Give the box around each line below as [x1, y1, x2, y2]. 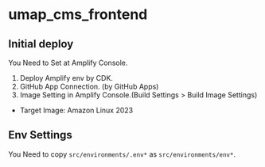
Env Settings [8, 128, 73, 142]
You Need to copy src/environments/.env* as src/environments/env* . [8, 149, 236, 159]
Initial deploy [8, 37, 74, 51]
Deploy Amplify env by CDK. [19, 74, 114, 82]
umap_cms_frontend [8, 6, 148, 24]
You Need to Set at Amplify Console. [8, 58, 128, 67]
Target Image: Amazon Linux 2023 [19, 105, 134, 115]
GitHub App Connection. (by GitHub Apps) [19, 82, 159, 91]
